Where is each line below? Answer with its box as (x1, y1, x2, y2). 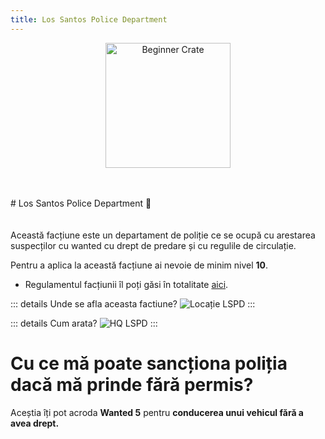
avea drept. (10, 417, 60, 429)
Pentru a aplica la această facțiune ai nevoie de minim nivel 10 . (10, 259, 269, 271)
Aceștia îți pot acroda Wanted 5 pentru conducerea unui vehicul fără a (10, 406, 304, 418)
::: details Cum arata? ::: (10, 317, 158, 329)
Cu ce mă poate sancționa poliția (10, 352, 288, 375)
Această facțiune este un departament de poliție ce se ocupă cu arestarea (10, 229, 316, 241)
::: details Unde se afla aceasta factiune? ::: (10, 297, 256, 310)
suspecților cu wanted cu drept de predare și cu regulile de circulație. (10, 239, 297, 251)
